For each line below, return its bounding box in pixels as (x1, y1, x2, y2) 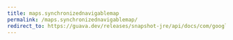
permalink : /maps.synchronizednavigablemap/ (7, 16, 138, 23)
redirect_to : (7, 22, 45, 29)
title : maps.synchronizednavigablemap (7, 9, 119, 17)
